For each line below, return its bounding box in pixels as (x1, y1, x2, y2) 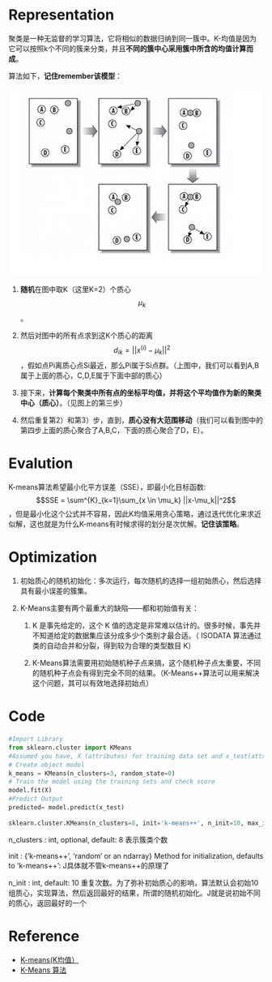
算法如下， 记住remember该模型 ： (8, 71, 123, 80)
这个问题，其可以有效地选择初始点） (32, 679, 154, 688)
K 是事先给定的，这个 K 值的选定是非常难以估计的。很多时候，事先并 (32, 620, 261, 630)
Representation (8, 6, 115, 24)
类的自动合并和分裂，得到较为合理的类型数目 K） (32, 641, 196, 650)
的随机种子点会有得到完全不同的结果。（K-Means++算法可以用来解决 (32, 668, 260, 678)
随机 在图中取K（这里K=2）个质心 (19, 284, 131, 294)
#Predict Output (8, 795, 63, 804)
